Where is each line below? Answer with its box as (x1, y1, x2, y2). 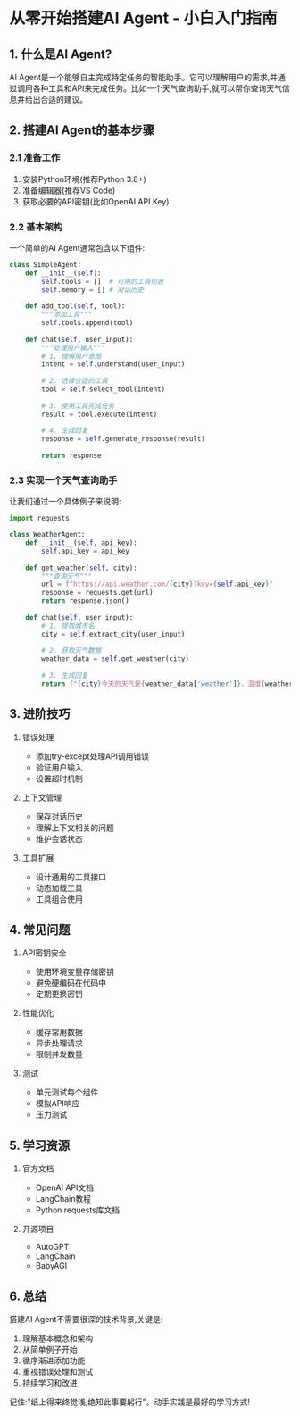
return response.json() (41, 596, 129, 605)
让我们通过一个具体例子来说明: (9, 496, 122, 507)
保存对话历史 (35, 811, 83, 821)
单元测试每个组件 (35, 1087, 99, 1098)
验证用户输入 (35, 762, 83, 772)
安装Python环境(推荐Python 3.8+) (21, 173, 147, 184)
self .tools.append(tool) (41, 319, 134, 328)
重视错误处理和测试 (21, 1367, 94, 1378)
